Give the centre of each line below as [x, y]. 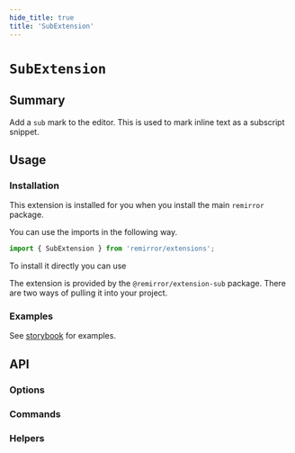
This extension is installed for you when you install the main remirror [137, 205]
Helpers [27, 438]
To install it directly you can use [68, 266]
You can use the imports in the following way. [94, 232]
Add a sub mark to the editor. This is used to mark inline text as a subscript [147, 122]
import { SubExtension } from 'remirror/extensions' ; [112, 249]
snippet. [24, 131]
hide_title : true [42, 18]
